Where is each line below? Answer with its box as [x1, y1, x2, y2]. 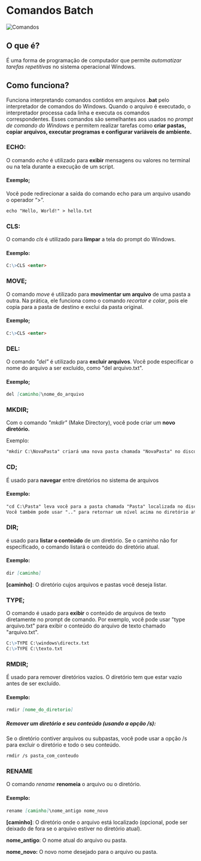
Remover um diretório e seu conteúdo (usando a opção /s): [6, 720, 156, 727]
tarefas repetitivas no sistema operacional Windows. [6, 63, 136, 70]
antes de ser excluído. [6, 680, 61, 687]
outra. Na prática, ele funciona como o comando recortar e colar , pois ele [6, 297, 188, 304]
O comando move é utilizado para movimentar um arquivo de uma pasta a [6, 290, 191, 298]
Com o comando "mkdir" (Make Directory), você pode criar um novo [6, 419, 175, 426]
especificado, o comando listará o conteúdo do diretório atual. [6, 543, 160, 550]
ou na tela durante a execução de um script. [6, 163, 115, 170]
